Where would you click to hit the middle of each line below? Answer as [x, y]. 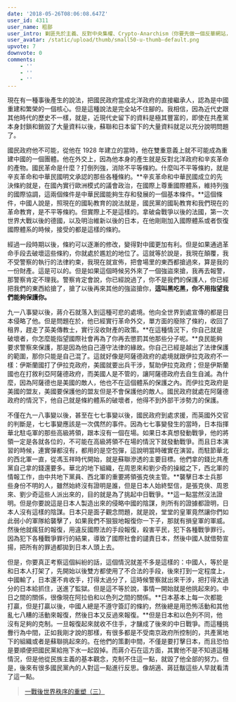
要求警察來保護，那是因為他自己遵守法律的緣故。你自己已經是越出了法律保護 [118, 347]
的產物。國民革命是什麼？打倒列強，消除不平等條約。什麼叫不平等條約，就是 [118, 168]
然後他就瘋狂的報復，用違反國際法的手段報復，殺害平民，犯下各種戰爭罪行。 [118, 529]
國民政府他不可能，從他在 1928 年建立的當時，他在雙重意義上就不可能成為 [114, 150]
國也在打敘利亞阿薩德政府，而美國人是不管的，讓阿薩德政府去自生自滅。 [112, 374]
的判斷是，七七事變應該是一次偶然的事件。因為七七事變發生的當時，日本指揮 [118, 424]
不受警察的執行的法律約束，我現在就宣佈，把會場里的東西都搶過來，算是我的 [118, 262]
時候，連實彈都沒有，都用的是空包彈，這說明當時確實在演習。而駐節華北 [124, 451]
